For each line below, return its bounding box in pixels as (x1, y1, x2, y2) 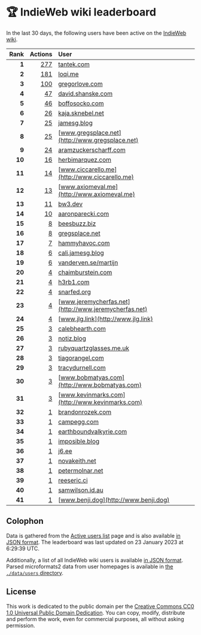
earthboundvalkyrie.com (57, 427, 127, 436)
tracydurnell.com (57, 363, 106, 372)
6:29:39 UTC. (6, 545, 40, 552)
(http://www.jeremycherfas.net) (57, 305, 148, 313)
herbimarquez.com (57, 155, 112, 163)
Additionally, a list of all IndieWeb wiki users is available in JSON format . (6, 556, 184, 564)
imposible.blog (57, 437, 100, 445)
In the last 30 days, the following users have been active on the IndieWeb (6, 29, 187, 37)
